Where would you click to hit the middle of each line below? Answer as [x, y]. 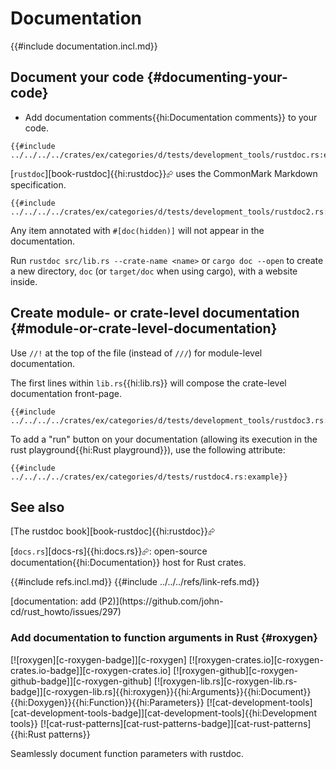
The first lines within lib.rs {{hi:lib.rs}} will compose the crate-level [148, 383]
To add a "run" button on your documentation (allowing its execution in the [164, 439]
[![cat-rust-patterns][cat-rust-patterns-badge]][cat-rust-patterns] [175, 723]
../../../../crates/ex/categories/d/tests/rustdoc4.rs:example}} [149, 477]
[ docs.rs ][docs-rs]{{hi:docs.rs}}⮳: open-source [109, 551]
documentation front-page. [66, 393]
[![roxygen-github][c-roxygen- [236, 670]
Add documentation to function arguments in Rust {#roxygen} [164, 638]
